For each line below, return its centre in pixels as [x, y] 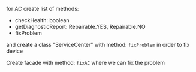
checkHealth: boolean [42, 20]
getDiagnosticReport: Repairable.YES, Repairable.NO [80, 27]
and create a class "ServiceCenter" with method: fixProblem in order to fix [98, 45]
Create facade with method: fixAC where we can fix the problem [86, 63]
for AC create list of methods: [43, 9]
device [14, 51]
